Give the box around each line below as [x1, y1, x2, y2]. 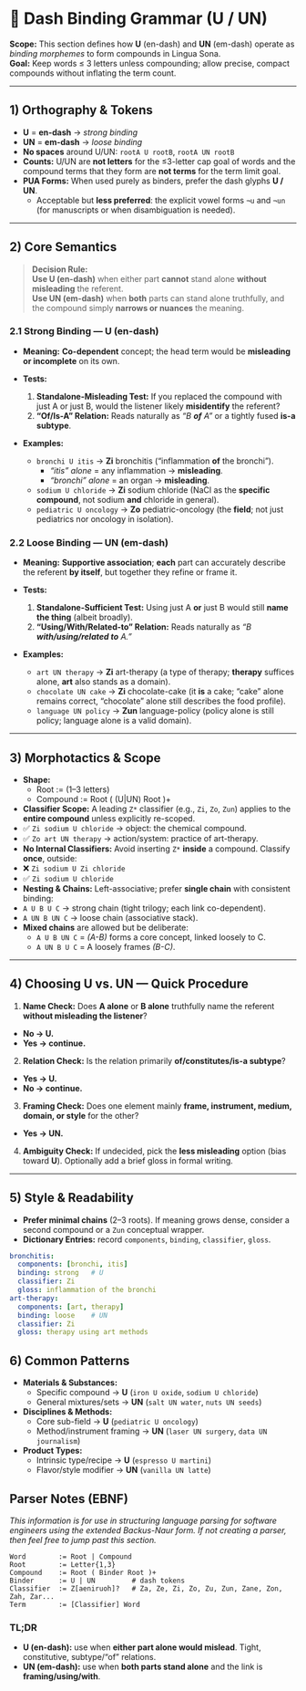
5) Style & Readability [9, 1190, 134, 1206]
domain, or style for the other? [22, 1110, 139, 1121]
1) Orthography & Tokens [9, 102, 153, 118]
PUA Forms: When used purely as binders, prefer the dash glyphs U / [22, 175, 284, 186]
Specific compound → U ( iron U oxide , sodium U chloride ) [36, 1387, 260, 1398]
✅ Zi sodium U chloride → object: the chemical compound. [22, 822, 248, 833]
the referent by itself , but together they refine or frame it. [22, 567, 238, 578]
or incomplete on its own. [22, 355, 120, 366]
